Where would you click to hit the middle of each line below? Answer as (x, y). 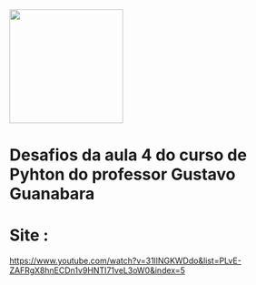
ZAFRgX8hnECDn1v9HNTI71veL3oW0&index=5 (98, 270)
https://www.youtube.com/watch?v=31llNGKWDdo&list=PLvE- (126, 261)
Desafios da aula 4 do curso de (128, 155)
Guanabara (52, 194)
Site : (29, 235)
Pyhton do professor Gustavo (123, 174)
